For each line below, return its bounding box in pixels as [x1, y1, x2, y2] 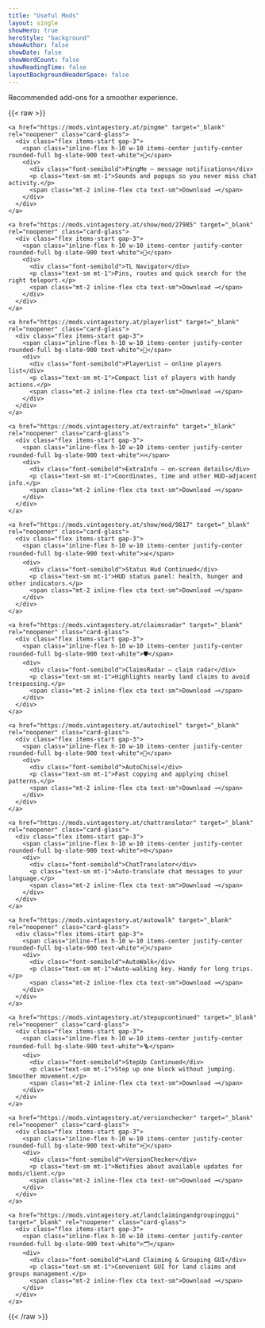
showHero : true [8, 26, 59, 34]
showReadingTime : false [8, 64, 87, 72]
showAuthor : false [8, 41, 69, 49]
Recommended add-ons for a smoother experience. [8, 92, 179, 102]
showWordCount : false [8, 56, 80, 64]
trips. [232, 965, 254, 973]
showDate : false [8, 48, 62, 56]
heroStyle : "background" [8, 33, 90, 42]
